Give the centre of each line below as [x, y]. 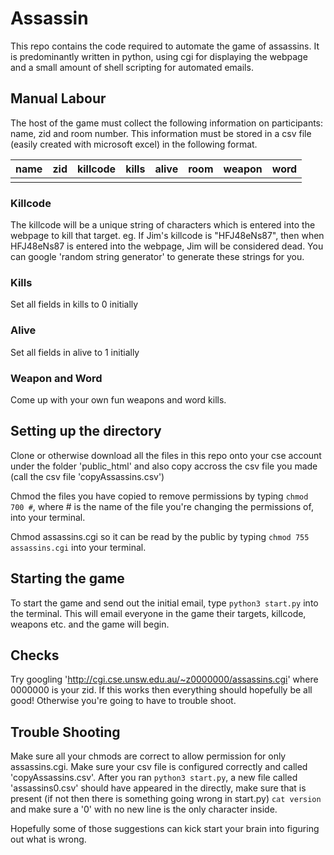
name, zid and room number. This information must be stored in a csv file [161, 133]
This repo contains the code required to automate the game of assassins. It [165, 46]
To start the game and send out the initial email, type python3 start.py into [164, 603]
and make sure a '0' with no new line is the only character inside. [144, 809]
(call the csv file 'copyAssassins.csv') [87, 476]
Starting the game [67, 578]
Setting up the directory [86, 431]
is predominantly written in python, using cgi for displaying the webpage [159, 56]
